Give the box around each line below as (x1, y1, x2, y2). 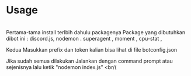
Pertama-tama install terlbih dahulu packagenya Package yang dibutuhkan (6, 28, 186, 35)
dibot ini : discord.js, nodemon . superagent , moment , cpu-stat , (6, 35, 162, 42)
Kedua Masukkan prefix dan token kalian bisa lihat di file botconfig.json (6, 46, 178, 53)
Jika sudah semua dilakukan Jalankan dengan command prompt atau (6, 57, 173, 64)
